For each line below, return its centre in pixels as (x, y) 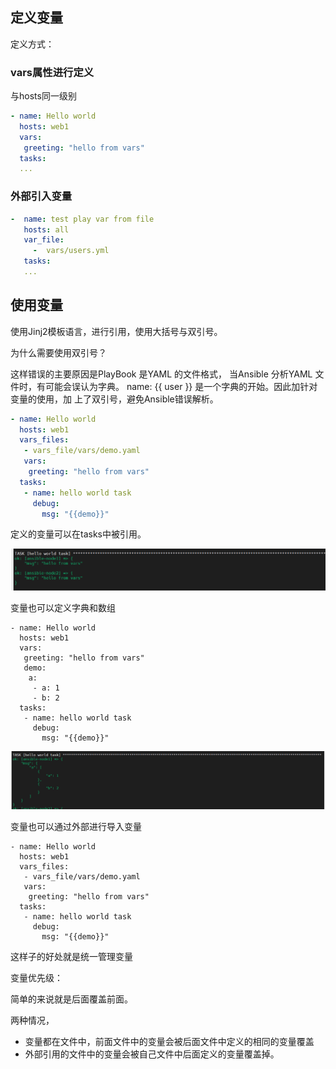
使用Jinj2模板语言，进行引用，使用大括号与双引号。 (116, 331)
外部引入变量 (41, 196)
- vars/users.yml (71, 251)
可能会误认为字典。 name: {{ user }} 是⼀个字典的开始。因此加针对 (181, 386)
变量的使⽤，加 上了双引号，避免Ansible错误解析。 (114, 399)
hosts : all (46, 229)
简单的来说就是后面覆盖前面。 (71, 999)
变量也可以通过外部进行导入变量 (76, 827)
